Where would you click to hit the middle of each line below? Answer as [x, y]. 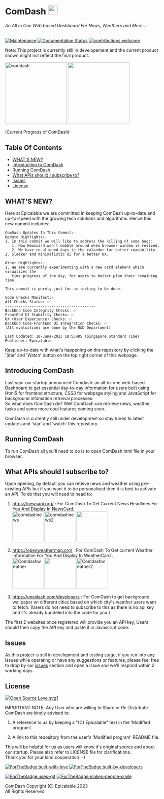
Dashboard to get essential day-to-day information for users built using [77, 388]
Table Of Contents [34, 147]
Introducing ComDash [40, 371]
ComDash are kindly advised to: [37, 713]
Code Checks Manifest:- [30, 298]
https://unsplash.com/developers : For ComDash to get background [81, 597]
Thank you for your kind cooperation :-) [45, 758]
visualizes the [21, 272]
